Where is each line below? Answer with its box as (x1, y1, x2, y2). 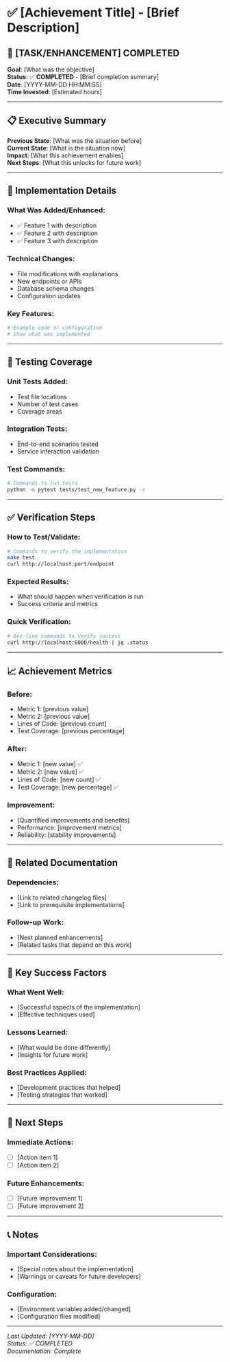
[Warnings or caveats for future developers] (16, 1273, 142, 1280)
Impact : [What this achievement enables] (7, 151, 124, 159)
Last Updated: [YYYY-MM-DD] (7, 1332, 94, 1341)
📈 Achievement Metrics (7, 665, 112, 677)
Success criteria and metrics (16, 600, 98, 608)
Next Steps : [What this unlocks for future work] (7, 158, 142, 166)
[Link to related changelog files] (16, 893, 107, 902)
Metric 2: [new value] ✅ (16, 768, 84, 776)
